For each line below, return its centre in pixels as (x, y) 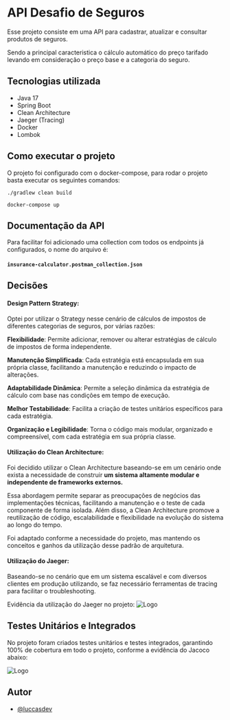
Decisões (27, 286)
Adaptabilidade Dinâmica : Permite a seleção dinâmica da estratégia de (108, 388)
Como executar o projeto (61, 156)
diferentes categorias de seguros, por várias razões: (81, 326)
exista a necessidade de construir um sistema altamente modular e (103, 475)
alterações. (23, 374)
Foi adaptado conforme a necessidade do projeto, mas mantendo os (104, 538)
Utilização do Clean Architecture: (56, 452)
